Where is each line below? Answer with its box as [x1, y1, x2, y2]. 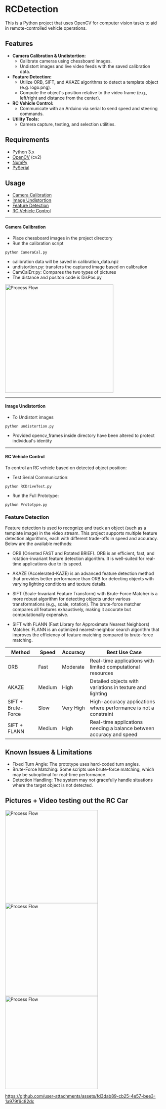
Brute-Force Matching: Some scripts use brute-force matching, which [12, 766, 155, 772]
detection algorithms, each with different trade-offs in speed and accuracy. [5, 536, 158, 542]
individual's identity [12, 437, 52, 443]
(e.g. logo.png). [19, 84, 51, 90]
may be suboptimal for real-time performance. [12, 772, 107, 778]
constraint [89, 711, 114, 718]
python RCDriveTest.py [5, 484, 52, 489]
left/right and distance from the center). [19, 95, 100, 101]
